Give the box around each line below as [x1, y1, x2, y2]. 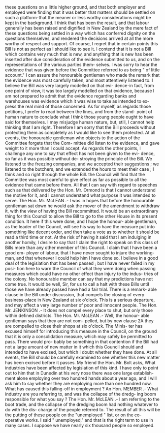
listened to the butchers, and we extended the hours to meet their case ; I [5, 166, 154, 172]
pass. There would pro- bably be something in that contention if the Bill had [5, 339, 159, 344]
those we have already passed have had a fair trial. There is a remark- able [5, 286, 157, 292]
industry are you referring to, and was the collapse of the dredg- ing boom [5, 391, 156, 397]
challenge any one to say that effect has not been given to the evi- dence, [5, 151, 155, 156]
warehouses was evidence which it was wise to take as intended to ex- [5, 98, 149, 104]
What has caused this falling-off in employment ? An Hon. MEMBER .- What [5, 386, 159, 392]
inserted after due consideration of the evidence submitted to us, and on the [5, 57, 160, 62]
